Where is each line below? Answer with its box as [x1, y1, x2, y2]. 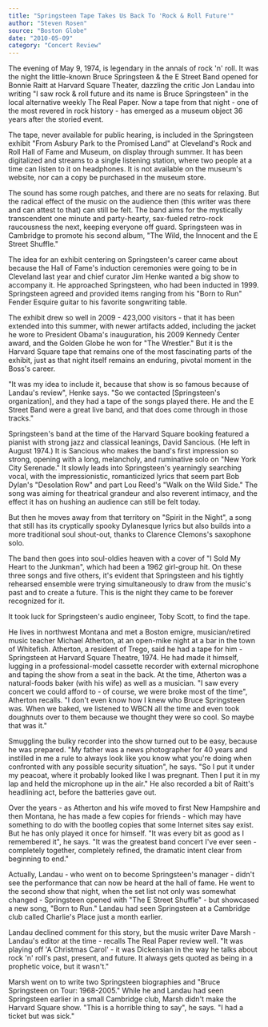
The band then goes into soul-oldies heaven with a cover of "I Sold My [8, 554, 242, 563]
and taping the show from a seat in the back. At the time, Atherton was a [8, 670, 247, 679]
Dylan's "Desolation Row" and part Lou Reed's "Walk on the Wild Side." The [8, 480, 258, 489]
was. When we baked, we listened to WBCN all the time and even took [8, 704, 240, 714]
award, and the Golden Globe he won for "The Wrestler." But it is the [8, 338, 234, 348]
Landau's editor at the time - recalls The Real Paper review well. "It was [8, 936, 244, 946]
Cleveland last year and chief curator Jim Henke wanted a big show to [8, 272, 240, 281]
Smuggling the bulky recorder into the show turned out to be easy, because [8, 736, 258, 746]
